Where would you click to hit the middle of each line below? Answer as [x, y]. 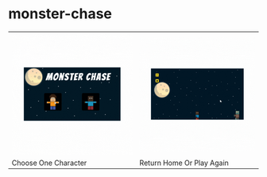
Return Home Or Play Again [184, 163]
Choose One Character [49, 163]
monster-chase [60, 14]
